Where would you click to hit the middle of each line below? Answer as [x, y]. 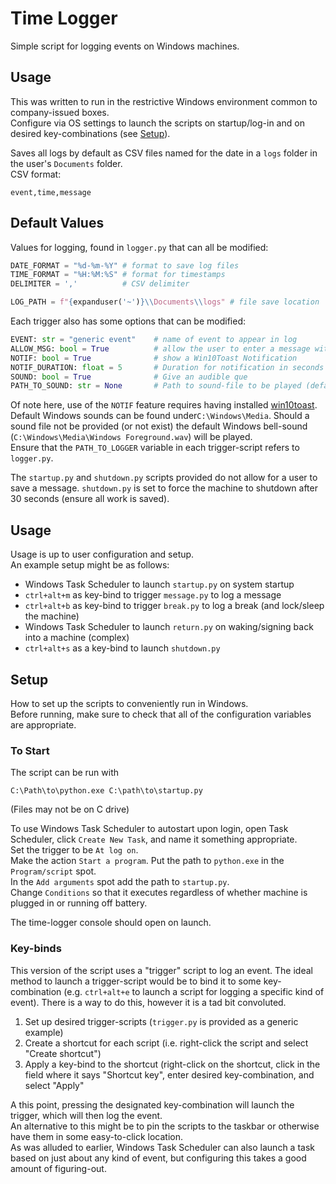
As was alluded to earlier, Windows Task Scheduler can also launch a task [162, 1147]
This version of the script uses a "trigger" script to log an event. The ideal [161, 970]
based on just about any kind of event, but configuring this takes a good [158, 1158]
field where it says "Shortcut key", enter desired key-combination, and [169, 1074]
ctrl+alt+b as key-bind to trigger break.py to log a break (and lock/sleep [174, 606]
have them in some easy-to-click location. [97, 1136]
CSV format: [36, 174]
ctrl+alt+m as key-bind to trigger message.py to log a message [153, 595]
